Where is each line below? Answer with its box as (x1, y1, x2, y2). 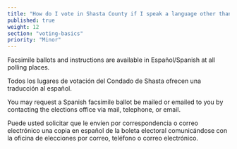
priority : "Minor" (7, 37, 61, 44)
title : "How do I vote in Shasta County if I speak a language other (7, 10, 217, 18)
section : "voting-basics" (7, 30, 83, 37)
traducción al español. (7, 84, 72, 93)
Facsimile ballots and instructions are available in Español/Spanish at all (7, 56, 215, 64)
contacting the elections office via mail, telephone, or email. (7, 105, 181, 114)
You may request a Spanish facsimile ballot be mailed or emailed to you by (7, 98, 224, 106)
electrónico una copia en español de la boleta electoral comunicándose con (7, 127, 228, 135)
